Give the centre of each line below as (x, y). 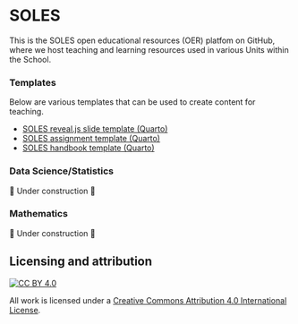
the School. (30, 59)
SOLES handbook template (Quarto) (88, 148)
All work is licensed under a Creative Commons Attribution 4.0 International (148, 300)
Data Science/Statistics (62, 171)
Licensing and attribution (81, 262)
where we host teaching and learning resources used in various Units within (149, 49)
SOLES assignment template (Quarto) (91, 139)
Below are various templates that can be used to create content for (132, 102)
